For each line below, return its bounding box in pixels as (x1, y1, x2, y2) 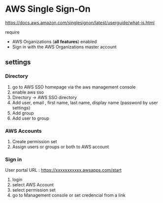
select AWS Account (12, 182, 54, 188)
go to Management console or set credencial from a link (12, 192, 126, 198)
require (5, 29, 20, 35)
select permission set (12, 187, 56, 193)
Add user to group (12, 115, 50, 121)
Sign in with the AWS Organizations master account (12, 44, 117, 50)
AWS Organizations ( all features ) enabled (12, 38, 97, 45)
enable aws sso (12, 89, 44, 95)
